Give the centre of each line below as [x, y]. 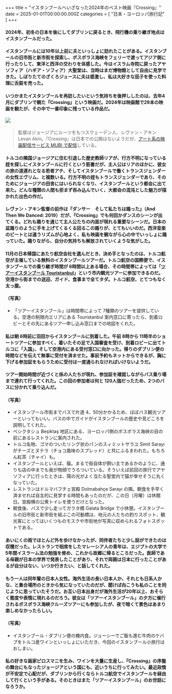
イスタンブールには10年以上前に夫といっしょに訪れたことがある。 [75, 51]
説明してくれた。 [30, 425]
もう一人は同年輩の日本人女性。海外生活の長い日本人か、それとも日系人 [81, 578]
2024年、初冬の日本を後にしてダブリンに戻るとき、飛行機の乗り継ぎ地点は [85, 32]
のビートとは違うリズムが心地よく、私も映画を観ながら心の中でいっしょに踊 [86, 235]
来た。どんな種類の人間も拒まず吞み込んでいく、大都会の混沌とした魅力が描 [86, 190]
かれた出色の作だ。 [26, 196]
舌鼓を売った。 [30, 83]
